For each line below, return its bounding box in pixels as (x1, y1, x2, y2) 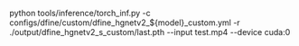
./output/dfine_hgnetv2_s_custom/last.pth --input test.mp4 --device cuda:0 (9, 27, 291, 37)
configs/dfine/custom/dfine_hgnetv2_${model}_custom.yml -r (9, 17, 241, 28)
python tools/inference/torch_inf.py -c (9, 8, 151, 18)
